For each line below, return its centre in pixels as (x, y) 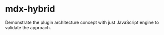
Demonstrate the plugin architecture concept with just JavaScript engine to (82, 22)
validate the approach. (28, 27)
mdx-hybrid (30, 9)
